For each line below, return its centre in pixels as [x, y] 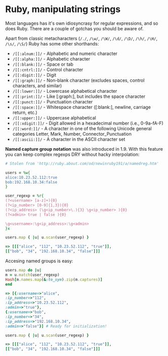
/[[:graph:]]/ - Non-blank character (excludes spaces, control [78, 80]
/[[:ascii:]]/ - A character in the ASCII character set [69, 139]
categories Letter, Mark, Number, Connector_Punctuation [72, 134]
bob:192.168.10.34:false [31, 182]
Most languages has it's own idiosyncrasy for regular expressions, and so [82, 23]
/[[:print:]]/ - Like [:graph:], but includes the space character [79, 96]
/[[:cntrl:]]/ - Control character [48, 70]
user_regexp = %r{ [24, 196]
